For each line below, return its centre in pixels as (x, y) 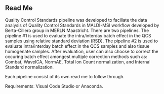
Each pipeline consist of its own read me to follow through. (65, 76)
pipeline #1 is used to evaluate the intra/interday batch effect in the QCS (78, 35)
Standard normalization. (30, 67)
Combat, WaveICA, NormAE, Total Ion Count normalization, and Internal (78, 62)
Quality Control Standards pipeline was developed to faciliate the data (76, 20)
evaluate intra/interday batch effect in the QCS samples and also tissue (77, 46)
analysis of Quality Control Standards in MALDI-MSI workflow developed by (82, 25)
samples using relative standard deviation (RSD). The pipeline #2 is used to (82, 41)
